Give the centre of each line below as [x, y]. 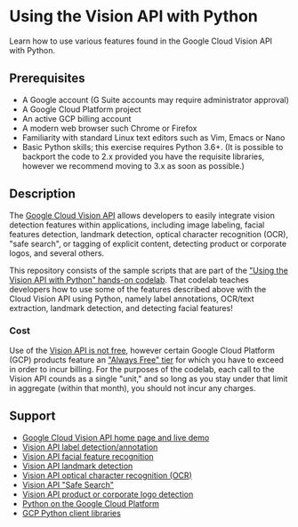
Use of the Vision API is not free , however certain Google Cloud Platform [142, 350]
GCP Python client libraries [72, 513]
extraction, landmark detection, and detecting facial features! [121, 307]
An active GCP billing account [77, 118]
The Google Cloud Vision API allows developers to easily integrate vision [142, 215]
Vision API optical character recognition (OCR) [107, 475]
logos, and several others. [57, 253]
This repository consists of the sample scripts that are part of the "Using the [149, 270]
